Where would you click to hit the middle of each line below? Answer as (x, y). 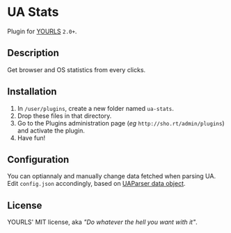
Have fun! (31, 138)
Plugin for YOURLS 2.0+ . (42, 31)
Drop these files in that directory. (64, 116)
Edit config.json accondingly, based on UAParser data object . (96, 184)
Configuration (38, 159)
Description (33, 53)
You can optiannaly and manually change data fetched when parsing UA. (112, 176)
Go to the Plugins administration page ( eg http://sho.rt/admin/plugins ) (121, 123)
